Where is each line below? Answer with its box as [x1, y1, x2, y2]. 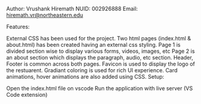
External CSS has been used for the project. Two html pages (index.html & [6, 35, 191, 41]
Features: [6, 23, 30, 30]
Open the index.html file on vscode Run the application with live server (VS [6, 85, 193, 92]
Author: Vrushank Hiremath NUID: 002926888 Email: [6, 5, 138, 12]
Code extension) [6, 91, 48, 98]
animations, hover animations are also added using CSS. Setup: [6, 73, 165, 80]
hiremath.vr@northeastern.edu [6, 11, 84, 19]
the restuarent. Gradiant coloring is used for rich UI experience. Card [6, 67, 178, 74]
